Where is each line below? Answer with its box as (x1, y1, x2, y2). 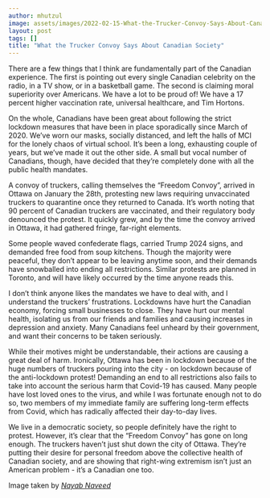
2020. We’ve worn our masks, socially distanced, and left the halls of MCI (8, 130, 252, 141)
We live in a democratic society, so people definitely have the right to (8, 422, 237, 432)
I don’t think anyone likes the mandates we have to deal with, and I (8, 289, 228, 298)
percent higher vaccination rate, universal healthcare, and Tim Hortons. (8, 98, 245, 108)
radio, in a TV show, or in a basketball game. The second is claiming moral (8, 81, 255, 91)
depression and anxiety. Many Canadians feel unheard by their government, (8, 323, 260, 332)
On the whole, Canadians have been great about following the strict (8, 113, 231, 123)
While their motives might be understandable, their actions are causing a (8, 347, 249, 356)
